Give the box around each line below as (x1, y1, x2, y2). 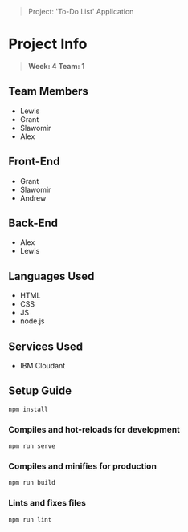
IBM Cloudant (19, 361, 66, 370)
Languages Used (8, 269, 95, 283)
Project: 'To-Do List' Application (27, 7, 134, 16)
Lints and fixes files (8, 497, 87, 509)
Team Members (8, 84, 88, 99)
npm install (8, 405, 48, 413)
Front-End (8, 155, 60, 169)
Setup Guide (8, 384, 72, 398)
